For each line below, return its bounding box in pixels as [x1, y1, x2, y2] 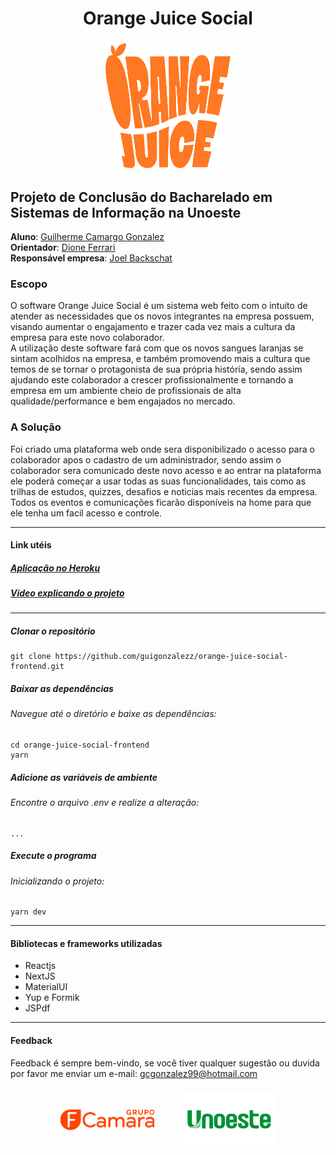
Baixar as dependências [10, 683, 114, 695]
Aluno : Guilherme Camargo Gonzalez [10, 230, 165, 242]
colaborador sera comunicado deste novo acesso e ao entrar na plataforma [10, 464, 322, 476]
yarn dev [10, 907, 47, 917]
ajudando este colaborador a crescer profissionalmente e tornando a [10, 374, 294, 386]
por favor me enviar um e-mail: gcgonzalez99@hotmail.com [10, 1067, 258, 1079]
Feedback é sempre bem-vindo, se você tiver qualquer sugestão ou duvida [10, 1057, 320, 1069]
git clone [10, 652, 52, 662]
